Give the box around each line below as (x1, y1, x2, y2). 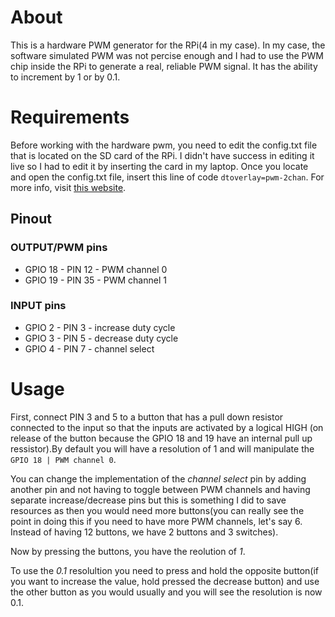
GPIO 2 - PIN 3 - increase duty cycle (24, 321, 176, 333)
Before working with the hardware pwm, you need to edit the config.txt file (10, 139, 318, 151)
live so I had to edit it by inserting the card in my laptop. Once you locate (10, 160, 309, 172)
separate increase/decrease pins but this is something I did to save (10, 494, 287, 506)
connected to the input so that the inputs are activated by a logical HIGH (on (10, 421, 324, 433)
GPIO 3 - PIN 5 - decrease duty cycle (24, 332, 179, 344)
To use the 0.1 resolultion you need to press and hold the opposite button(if (10, 564, 320, 576)
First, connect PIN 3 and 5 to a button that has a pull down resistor (10, 411, 284, 423)
